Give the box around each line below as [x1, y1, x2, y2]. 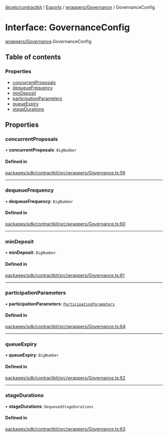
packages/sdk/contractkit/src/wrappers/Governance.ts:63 [5, 426, 126, 432]
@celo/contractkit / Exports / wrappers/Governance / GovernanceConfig [5, 5, 155, 10]
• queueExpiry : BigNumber [5, 352, 59, 358]
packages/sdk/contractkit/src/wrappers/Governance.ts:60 [5, 221, 126, 227]
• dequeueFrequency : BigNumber [5, 198, 73, 204]
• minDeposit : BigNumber [5, 249, 56, 255]
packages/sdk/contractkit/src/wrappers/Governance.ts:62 [5, 375, 126, 381]
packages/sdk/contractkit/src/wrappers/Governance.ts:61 [5, 272, 125, 278]
